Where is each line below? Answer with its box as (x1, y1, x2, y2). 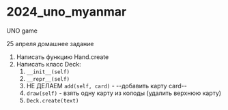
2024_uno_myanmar (6, 4, 127, 20)
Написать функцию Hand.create (16, 52, 109, 61)
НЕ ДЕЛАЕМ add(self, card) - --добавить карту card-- (26, 81, 187, 90)
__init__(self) (26, 69, 70, 75)
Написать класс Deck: (16, 60, 81, 68)
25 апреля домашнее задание (6, 39, 94, 48)
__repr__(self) (26, 75, 70, 82)
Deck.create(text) (26, 97, 79, 104)
